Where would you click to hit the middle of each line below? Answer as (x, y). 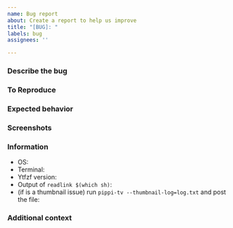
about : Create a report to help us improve (72, 20)
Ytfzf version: (37, 177)
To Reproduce (32, 90)
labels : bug (25, 34)
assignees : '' (28, 40)
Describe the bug (38, 71)
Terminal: (31, 169)
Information (28, 147)
